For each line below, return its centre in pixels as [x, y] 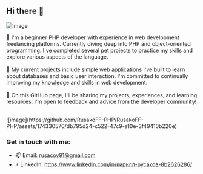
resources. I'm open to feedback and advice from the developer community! [101, 101]
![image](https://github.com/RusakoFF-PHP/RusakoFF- [75, 120]
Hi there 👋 [25, 11]
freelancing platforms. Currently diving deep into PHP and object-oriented [98, 43]
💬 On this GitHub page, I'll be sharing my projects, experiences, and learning [102, 95]
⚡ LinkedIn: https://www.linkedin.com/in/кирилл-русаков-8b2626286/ [104, 164]
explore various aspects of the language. [57, 56]
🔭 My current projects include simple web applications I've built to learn [96, 69]
